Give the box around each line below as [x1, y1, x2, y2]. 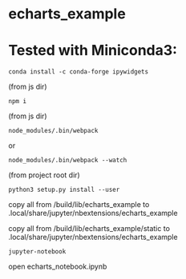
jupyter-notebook [8, 248, 67, 256]
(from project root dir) [8, 170, 80, 180]
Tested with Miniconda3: [8, 42, 178, 60]
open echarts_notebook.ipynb [8, 261, 107, 272]
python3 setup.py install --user [8, 185, 120, 194]
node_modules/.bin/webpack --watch [8, 157, 127, 165]
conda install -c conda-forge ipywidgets [8, 68, 149, 76]
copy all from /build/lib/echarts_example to [8, 200, 150, 209]
